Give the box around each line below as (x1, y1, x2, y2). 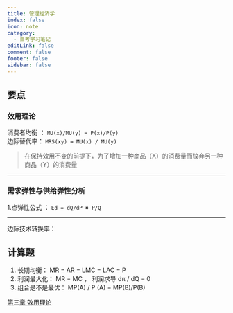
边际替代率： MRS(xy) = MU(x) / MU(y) (7, 137, 117, 145)
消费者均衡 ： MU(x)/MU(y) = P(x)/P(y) (7, 129, 119, 137)
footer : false (7, 55, 49, 62)
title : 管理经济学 (7, 10, 55, 17)
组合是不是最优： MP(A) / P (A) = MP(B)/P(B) (17, 283, 146, 292)
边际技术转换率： (7, 224, 56, 233)
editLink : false (7, 42, 54, 49)
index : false (7, 17, 45, 24)
